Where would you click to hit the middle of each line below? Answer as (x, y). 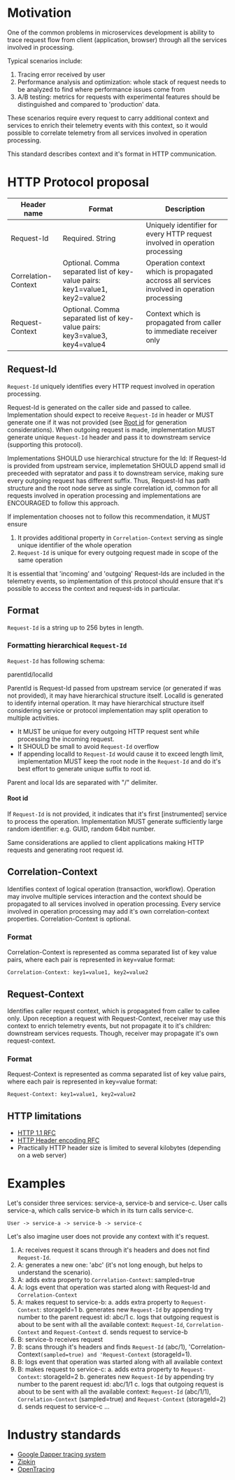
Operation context (176, 262)
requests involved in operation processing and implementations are (104, 495)
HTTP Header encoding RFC (58, 1140)
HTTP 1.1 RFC (36, 1133)
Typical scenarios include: (45, 60)
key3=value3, (85, 335)
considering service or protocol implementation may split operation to (108, 710)
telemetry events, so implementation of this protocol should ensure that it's (115, 581)
